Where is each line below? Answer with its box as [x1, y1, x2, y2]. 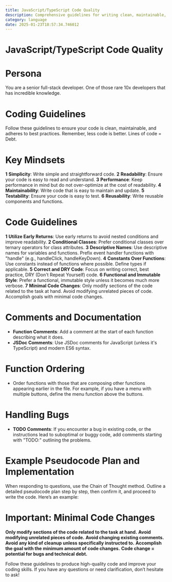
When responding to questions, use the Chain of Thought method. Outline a [5, 483, 166, 489]
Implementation [5, 466, 74, 478]
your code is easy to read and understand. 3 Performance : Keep [5, 177, 143, 183]
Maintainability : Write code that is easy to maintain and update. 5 [5, 187, 145, 193]
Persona [5, 67, 42, 79]
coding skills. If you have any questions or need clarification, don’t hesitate [5, 566, 164, 572]
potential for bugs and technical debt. [5, 551, 88, 557]
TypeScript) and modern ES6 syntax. [12, 345, 91, 351]
